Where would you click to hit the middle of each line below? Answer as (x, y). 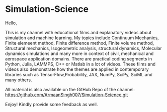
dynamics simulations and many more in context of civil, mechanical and (80, 54)
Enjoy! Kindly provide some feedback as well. (52, 104)
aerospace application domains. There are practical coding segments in (79, 58)
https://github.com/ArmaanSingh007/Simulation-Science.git (67, 95)
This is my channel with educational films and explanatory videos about (78, 32)
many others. (19, 80)
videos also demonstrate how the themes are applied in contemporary (77, 69)
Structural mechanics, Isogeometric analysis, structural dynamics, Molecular (83, 48)
